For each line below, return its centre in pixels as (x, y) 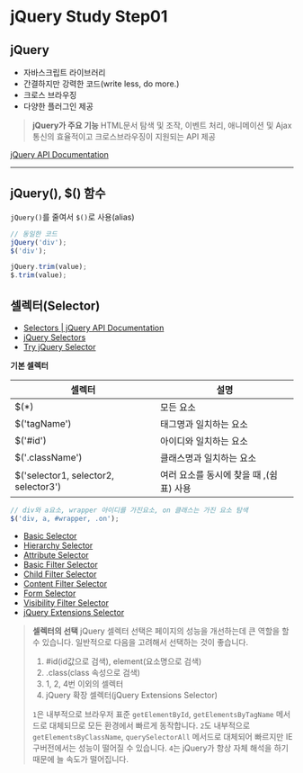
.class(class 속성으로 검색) (93, 672)
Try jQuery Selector (59, 347)
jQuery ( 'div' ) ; (39, 242)
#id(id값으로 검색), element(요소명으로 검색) (124, 661)
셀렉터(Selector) (55, 306)
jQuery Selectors (54, 337)
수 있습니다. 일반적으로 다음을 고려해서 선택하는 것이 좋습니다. (140, 642)
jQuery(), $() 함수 (58, 194)
